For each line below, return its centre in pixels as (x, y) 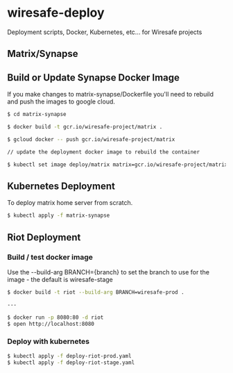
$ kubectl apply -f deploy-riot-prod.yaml (69, 356)
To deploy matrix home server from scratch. (70, 203)
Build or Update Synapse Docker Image (94, 77)
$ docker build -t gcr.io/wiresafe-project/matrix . (85, 127)
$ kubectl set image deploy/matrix (59, 165)
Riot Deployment (44, 237)
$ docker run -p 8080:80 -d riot (55, 317)
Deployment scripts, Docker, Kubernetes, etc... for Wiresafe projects (105, 32)
